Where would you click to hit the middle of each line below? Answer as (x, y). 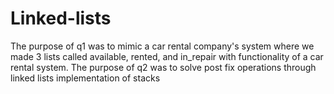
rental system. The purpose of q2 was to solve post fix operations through (163, 67)
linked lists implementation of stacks (85, 78)
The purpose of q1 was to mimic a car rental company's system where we (162, 46)
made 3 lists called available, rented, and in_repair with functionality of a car (167, 56)
